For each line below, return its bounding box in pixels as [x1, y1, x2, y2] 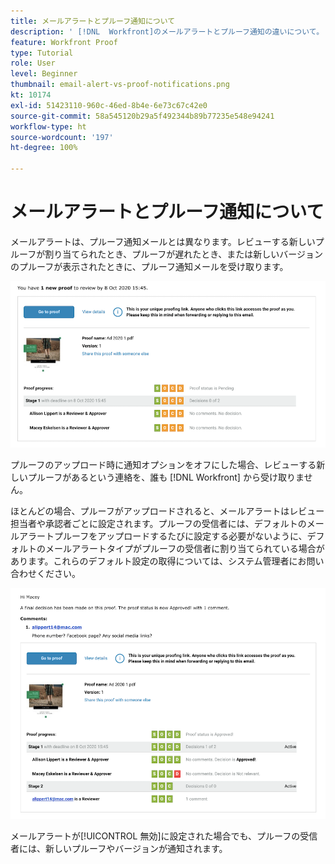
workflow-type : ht [10, 121, 87, 132]
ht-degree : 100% [10, 143, 78, 153]
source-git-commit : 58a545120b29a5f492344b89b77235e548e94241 [10, 111, 275, 121]
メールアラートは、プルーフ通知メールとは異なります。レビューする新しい [10, 235, 316, 247]
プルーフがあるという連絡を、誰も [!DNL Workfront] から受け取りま [27, 471, 305, 484]
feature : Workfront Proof [10, 37, 118, 47]
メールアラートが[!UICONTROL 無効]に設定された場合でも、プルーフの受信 [10, 830, 318, 842]
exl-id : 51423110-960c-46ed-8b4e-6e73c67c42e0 [10, 100, 208, 110]
